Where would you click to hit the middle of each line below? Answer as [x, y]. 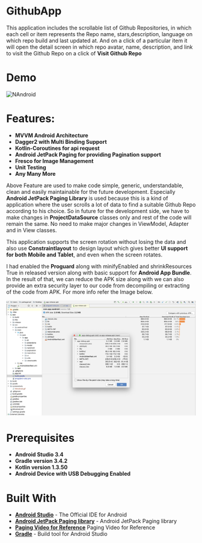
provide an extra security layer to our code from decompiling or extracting [98, 285]
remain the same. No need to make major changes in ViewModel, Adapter [98, 223]
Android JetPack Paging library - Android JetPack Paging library [96, 521]
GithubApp [34, 11]
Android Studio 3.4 [39, 455]
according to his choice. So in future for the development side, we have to [98, 211]
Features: [31, 119]
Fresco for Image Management [54, 161]
